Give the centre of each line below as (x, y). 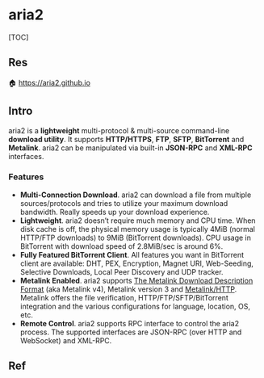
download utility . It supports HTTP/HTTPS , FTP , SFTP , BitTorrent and (126, 139)
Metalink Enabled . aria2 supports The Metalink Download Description (136, 280)
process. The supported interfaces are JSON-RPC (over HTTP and (131, 332)
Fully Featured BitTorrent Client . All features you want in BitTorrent (132, 254)
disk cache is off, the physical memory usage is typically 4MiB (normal (138, 229)
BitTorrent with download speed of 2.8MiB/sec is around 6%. (122, 246)
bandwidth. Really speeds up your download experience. (115, 212)
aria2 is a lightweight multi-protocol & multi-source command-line (119, 130)
